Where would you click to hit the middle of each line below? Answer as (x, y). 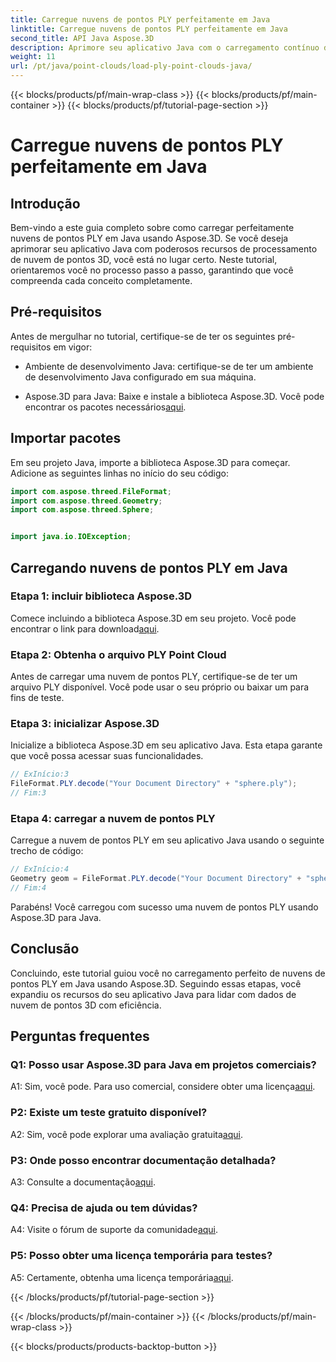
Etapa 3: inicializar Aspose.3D (85, 724)
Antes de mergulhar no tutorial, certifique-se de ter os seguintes (143, 336)
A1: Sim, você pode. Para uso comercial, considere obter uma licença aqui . (163, 1087)
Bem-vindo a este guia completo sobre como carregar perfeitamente (152, 227)
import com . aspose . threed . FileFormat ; (91, 491)
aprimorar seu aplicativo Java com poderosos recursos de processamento (164, 249)
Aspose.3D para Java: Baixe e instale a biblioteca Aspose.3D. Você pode (174, 396)
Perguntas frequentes (80, 1036)
